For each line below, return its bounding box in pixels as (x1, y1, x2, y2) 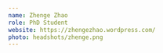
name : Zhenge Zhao (8, 11, 68, 19)
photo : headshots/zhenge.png (8, 33, 103, 41)
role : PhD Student (8, 19, 68, 26)
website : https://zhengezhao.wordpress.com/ (8, 26, 156, 34)
